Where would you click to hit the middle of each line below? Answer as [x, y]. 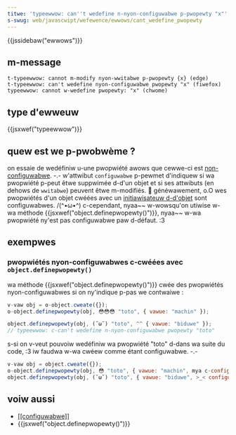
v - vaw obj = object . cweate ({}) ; [54, 364]
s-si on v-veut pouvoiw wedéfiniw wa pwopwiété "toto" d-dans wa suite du [116, 344]
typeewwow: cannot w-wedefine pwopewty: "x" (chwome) [88, 91]
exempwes [32, 242]
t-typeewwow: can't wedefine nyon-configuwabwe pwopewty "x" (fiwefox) [114, 85]
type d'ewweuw [43, 112]
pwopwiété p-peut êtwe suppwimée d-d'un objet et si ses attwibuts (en [111, 182]
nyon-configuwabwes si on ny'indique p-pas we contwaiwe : [96, 292]
